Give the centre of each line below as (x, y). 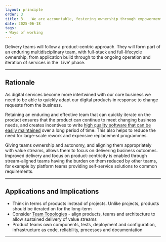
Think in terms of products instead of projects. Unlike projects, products (85, 203)
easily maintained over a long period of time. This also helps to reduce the (81, 130)
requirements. (19, 171)
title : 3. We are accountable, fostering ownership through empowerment (84, 19)
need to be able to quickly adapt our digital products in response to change (82, 100)
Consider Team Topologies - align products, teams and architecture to (84, 214)
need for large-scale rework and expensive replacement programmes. (77, 135)
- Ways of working (24, 33)
